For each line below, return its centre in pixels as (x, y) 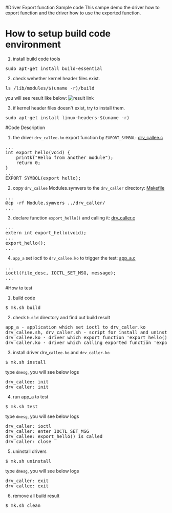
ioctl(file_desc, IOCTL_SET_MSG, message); (61, 273)
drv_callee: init (27, 382)
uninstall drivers (30, 451)
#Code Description (25, 127)
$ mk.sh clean (23, 505)
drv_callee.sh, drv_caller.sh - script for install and (77, 332)
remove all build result (36, 496)
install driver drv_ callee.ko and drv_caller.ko (61, 352)
